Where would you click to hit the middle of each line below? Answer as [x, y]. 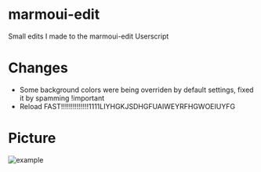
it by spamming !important [62, 98]
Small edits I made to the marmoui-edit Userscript [89, 36]
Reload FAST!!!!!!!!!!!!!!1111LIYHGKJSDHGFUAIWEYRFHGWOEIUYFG [127, 106]
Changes [38, 68]
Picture [32, 138]
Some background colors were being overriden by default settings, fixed [136, 90]
